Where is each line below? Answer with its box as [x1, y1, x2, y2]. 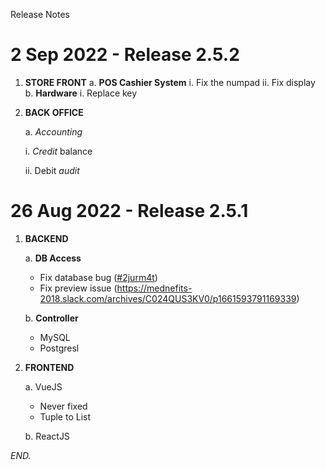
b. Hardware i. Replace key [24, 87, 138, 99]
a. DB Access [24, 252, 82, 264]
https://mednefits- [116, 282, 193, 294]
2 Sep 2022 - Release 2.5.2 [10, 44, 240, 66]
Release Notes [10, 9, 70, 20]
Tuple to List [39, 410, 91, 423]
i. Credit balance [24, 145, 93, 157]
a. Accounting [24, 125, 83, 138]
